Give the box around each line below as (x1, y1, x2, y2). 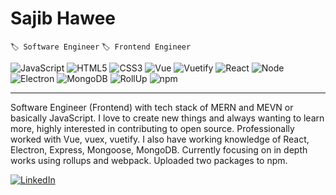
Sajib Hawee (10, 7, 116, 30)
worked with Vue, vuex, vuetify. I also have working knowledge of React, (10, 133, 310, 145)
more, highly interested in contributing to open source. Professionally (10, 122, 295, 134)
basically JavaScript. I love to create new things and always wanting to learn (10, 112, 325, 124)
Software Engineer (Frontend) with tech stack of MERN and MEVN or (10, 101, 294, 113)
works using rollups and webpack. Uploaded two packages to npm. (10, 154, 288, 166)
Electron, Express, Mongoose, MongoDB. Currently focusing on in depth (10, 143, 308, 156)
